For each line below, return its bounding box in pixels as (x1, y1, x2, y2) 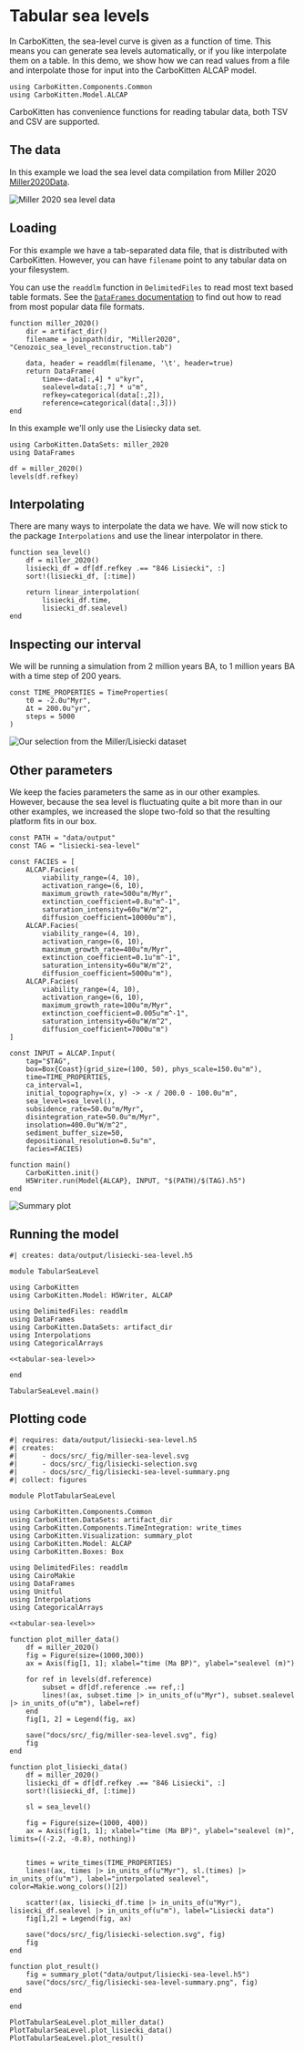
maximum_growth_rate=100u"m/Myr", (42, 1001, 173, 1010)
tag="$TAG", (25, 1057, 71, 1066)
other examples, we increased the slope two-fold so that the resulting (9, 806, 270, 817)
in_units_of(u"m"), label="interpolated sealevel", (9, 1874, 209, 1883)
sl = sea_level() (25, 1802, 92, 1811)
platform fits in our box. (9, 816, 97, 826)
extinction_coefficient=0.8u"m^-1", (42, 897, 181, 906)
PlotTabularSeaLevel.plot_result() (9, 2034, 145, 2043)
